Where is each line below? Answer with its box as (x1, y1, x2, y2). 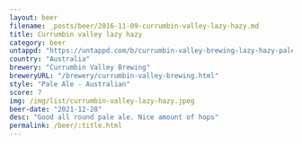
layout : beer (9, 13, 58, 22)
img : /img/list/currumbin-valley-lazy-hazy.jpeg (9, 96, 195, 106)
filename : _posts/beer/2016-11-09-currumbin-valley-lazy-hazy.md (9, 21, 259, 30)
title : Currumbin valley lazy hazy (9, 30, 143, 38)
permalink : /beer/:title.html (9, 122, 123, 131)
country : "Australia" (9, 55, 91, 64)
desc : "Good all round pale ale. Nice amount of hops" (9, 113, 219, 122)
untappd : (9, 47, 42, 55)
